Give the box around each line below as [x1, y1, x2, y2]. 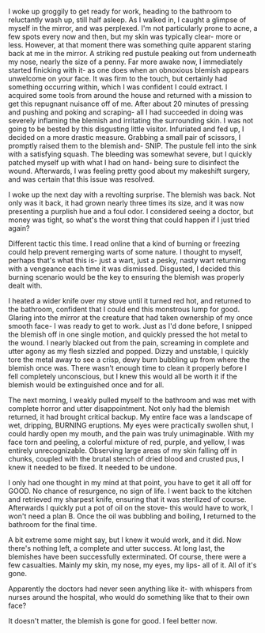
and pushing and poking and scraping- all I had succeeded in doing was [8, 107, 244, 117]
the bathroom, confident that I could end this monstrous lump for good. [8, 304, 240, 314]
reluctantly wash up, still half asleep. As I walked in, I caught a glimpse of [8, 15, 247, 24]
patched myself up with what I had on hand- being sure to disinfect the [8, 158, 240, 167]
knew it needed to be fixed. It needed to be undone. [8, 462, 177, 472]
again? [8, 224, 30, 232]
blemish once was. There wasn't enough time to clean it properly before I [8, 364, 248, 372]
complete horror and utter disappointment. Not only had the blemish [8, 404, 231, 413]
